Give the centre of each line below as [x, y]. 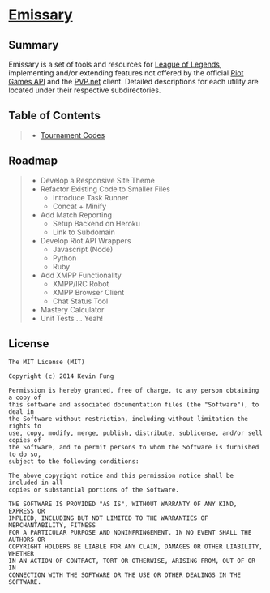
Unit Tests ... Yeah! [72, 318]
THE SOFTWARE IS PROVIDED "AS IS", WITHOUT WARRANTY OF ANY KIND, [123, 505]
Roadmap [33, 161]
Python [64, 258]
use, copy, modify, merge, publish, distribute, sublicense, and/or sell [136, 433]
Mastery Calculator [72, 309]
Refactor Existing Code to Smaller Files [105, 189]
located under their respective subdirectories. [85, 90]
